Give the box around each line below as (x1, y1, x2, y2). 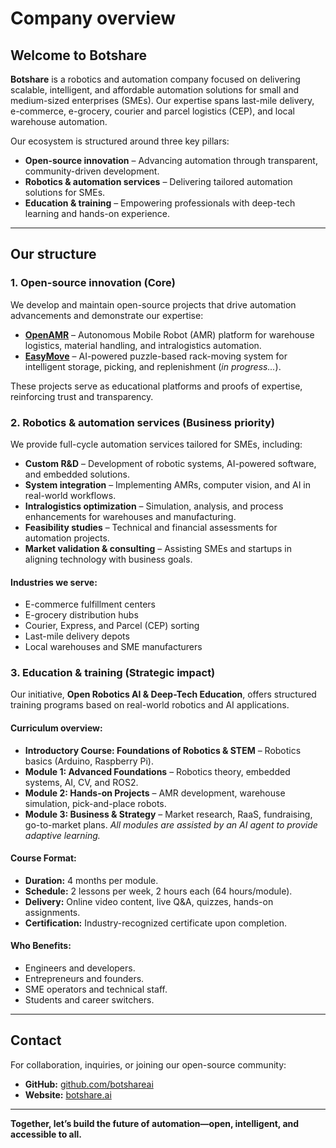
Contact (10, 1032, 62, 1049)
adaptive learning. (24, 829, 101, 841)
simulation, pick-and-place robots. (24, 797, 167, 809)
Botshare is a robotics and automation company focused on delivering (10, 73, 301, 85)
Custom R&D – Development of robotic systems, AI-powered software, (24, 457, 317, 469)
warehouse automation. (10, 116, 108, 127)
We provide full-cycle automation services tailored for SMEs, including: (10, 438, 303, 450)
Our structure (10, 246, 97, 263)
